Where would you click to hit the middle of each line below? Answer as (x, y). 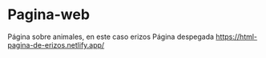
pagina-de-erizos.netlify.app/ (56, 44)
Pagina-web (48, 15)
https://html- (236, 37)
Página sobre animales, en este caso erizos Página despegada (111, 37)
